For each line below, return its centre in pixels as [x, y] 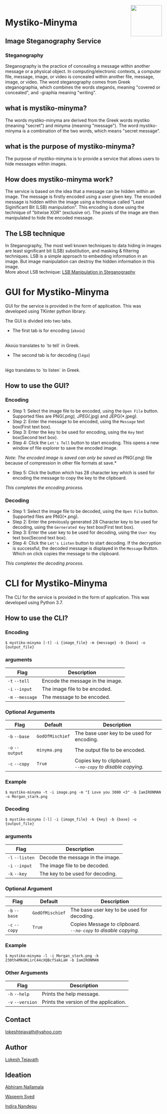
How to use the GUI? [37, 386]
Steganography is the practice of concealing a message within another [78, 66]
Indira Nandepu [21, 1107]
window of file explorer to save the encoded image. [65, 448]
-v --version [22, 1002]
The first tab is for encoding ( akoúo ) [49, 330]
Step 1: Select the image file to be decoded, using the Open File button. [85, 511]
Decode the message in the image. [80, 858]
